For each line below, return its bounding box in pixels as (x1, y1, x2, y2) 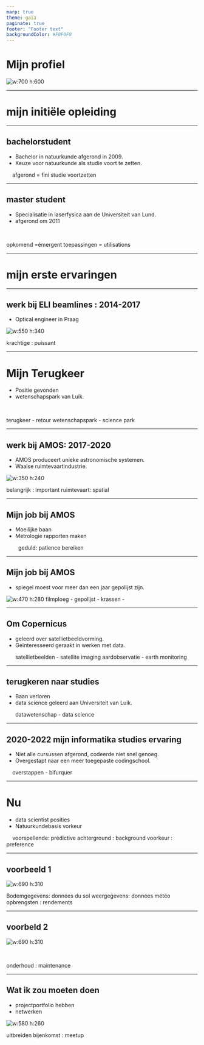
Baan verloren (15, 693, 50, 700)
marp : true (6, 9, 34, 15)
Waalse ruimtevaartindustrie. (15, 462, 87, 470)
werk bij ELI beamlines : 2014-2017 (6, 299, 141, 310)
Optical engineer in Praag (15, 316, 79, 323)
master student (6, 194, 66, 205)
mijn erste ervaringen (6, 267, 117, 282)
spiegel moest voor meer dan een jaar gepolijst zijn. (15, 583, 144, 591)
